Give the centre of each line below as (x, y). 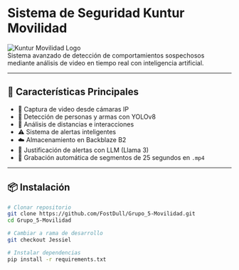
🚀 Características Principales (73, 92)
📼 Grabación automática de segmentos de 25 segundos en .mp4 (111, 157)
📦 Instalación (39, 187)
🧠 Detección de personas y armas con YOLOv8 (87, 117)
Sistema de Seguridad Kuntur (96, 13)
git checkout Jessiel (39, 240)
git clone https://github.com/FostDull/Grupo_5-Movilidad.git (101, 214)
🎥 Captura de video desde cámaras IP (73, 109)
